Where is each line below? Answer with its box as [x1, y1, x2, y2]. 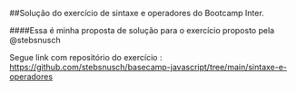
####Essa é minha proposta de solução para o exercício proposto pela [9, 25, 275, 35]
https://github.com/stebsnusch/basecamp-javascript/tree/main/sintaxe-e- [9, 62, 288, 72]
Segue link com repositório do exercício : [9, 52, 163, 62]
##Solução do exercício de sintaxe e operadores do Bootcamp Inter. [9, 8, 265, 18]
